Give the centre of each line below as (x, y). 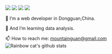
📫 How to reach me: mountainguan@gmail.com (56, 38)
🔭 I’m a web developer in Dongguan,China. (50, 18)
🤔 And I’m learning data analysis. (40, 28)
